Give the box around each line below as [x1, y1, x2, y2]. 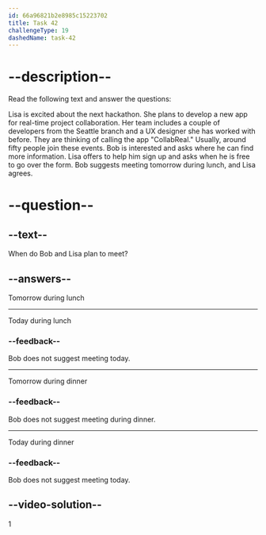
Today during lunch [8, 316, 72, 325]
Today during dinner [8, 437, 74, 447]
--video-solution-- [8, 498, 102, 512]
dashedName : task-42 [8, 33, 77, 42]
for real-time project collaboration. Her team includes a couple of [8, 118, 220, 128]
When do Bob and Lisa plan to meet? [8, 249, 128, 259]
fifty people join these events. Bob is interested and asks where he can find [8, 144, 254, 153]
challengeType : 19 [8, 26, 69, 34]
